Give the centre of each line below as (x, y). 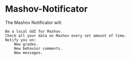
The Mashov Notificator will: (34, 22)
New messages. (28, 53)
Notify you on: (21, 40)
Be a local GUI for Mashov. (34, 31)
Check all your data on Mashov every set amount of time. (66, 36)
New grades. (26, 44)
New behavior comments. (38, 48)
